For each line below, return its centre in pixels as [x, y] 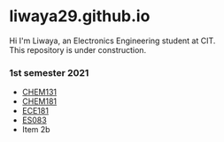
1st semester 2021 [49, 72]
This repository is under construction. [78, 49]
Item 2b [36, 130]
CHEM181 [39, 101]
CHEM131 [39, 92]
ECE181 [35, 111]
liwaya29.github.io [80, 16]
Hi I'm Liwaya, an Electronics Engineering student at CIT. [112, 41]
